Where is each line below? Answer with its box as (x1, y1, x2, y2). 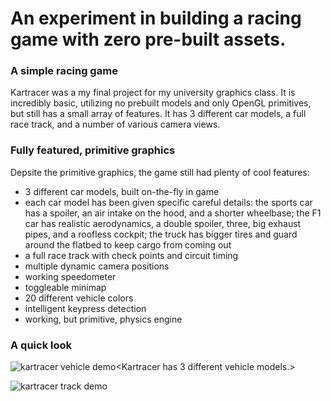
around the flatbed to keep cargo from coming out (24, 238, 232, 251)
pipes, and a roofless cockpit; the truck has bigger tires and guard (24, 228, 298, 240)
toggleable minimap (24, 281, 107, 293)
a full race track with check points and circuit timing (24, 249, 239, 261)
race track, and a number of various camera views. (10, 118, 221, 131)
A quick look (10, 338, 72, 352)
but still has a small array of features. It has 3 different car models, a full (10, 108, 307, 120)
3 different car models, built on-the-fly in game (24, 185, 220, 197)
